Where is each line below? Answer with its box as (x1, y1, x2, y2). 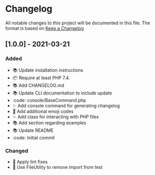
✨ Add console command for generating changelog (12, 102, 120, 109)
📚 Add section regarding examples (12, 120, 86, 126)
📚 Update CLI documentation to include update (12, 90, 112, 96)
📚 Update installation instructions (12, 67, 83, 73)
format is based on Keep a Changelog (5, 25, 84, 31)
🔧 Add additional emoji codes (12, 108, 74, 114)
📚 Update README (12, 127, 54, 133)
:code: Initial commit (12, 134, 55, 141)
